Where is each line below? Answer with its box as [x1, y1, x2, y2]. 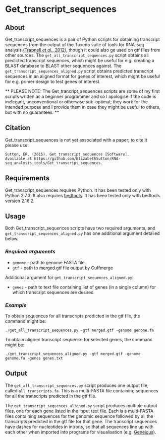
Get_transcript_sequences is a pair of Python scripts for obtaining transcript [5, 36, 160, 42]
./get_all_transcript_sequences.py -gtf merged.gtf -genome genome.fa [5, 328, 154, 333]
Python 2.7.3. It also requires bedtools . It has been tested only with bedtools [5, 192, 160, 198]
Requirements [5, 174, 50, 182]
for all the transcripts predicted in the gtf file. [5, 393, 97, 399]
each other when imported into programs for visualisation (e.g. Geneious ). [5, 429, 157, 435]
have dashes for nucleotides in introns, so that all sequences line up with [5, 424, 154, 430]
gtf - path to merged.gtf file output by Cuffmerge [12, 265, 113, 271]
